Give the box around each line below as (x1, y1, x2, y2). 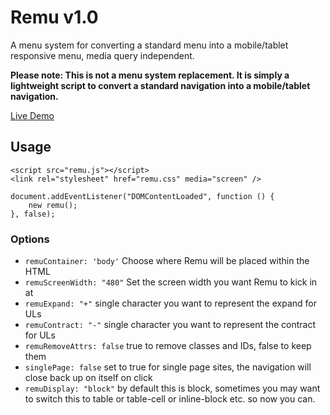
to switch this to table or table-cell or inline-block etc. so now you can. (24, 393, 316, 405)
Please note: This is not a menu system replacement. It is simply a (10, 69, 290, 81)
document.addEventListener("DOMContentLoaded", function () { (10, 191, 275, 201)
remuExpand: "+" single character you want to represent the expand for (24, 297, 317, 310)
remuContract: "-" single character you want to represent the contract (24, 319, 316, 331)
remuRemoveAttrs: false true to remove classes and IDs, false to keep (24, 340, 312, 352)
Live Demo (10, 109, 55, 121)
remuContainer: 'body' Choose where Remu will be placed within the (24, 255, 310, 267)
